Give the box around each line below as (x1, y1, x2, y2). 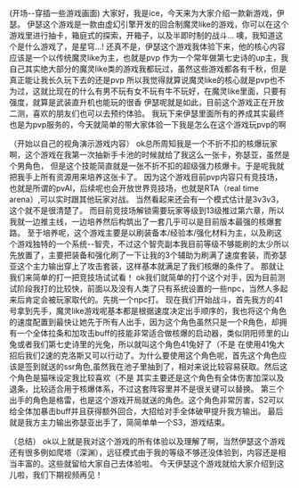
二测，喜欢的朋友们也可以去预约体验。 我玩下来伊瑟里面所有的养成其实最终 (9, 108, 285, 119)
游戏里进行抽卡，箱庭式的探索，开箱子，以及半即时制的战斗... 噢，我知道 (9, 30, 276, 40)
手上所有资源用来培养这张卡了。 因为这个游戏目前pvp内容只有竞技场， (24, 172, 283, 182)
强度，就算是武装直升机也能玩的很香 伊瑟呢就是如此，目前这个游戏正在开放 (9, 97, 285, 107)
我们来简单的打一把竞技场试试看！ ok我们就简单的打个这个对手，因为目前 (9, 272, 279, 283)
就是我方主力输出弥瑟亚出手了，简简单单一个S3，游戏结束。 (9, 418, 230, 427)
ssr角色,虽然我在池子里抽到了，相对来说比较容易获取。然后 (63, 361, 280, 372)
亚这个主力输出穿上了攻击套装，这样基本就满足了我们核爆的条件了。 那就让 (9, 261, 285, 271)
